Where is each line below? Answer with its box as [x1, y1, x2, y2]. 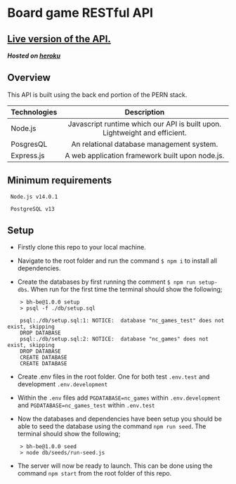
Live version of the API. [7, 33, 111, 45]
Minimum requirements [7, 174, 112, 187]
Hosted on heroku [7, 51, 61, 60]
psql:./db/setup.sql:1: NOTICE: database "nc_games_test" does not [20, 318, 225, 325]
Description [124, 107, 165, 117]
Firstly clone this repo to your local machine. [17, 243, 146, 251]
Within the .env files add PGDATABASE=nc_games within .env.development [17, 393, 221, 402]
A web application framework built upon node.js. [65, 150, 225, 160]
